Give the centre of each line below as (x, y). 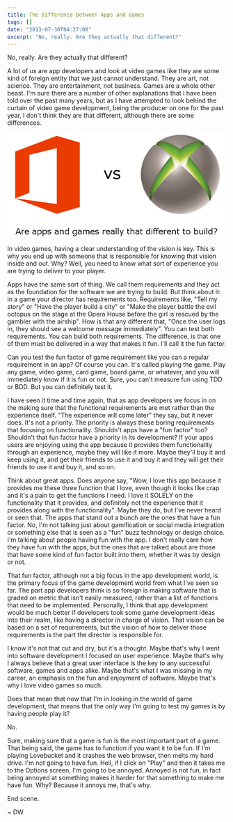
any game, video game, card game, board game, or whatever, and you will (113, 372)
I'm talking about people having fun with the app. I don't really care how (110, 540)
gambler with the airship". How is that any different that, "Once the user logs (116, 321)
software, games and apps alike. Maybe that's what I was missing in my (110, 671)
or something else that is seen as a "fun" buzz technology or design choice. (116, 533)
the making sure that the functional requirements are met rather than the (111, 408)
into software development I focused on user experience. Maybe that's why (115, 656)
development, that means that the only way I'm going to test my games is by (116, 706)
